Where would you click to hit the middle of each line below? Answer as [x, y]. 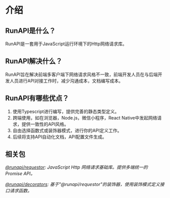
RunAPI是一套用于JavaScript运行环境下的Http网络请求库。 [66, 44]
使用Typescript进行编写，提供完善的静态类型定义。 [66, 111]
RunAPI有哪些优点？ [37, 98]
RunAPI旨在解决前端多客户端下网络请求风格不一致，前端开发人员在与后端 [81, 74]
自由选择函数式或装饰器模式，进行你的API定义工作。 [67, 130]
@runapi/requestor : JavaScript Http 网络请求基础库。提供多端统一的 [77, 167]
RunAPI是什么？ [31, 31]
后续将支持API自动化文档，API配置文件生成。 [60, 137]
